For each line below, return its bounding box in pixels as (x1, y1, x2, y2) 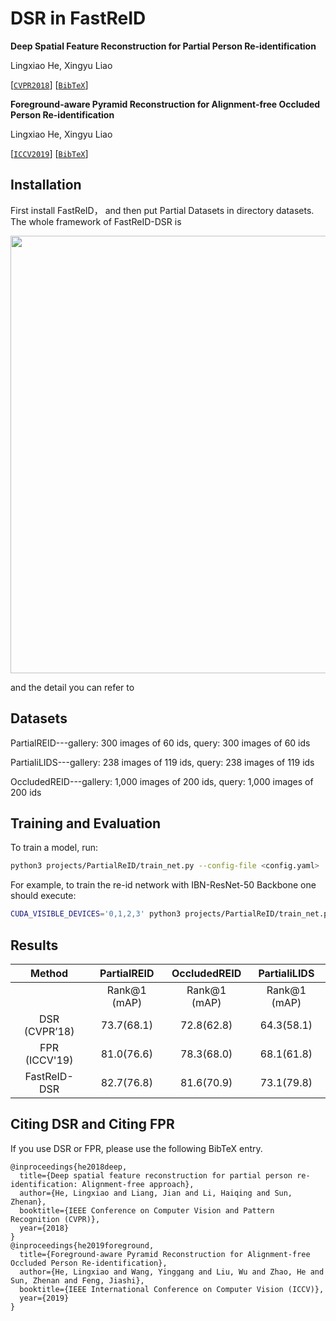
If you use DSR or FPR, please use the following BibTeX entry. (10, 1142, 263, 1154)
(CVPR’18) (23, 1024, 75, 1038)
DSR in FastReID (10, 7, 147, 30)
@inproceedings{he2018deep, (10, 1162, 128, 1172)
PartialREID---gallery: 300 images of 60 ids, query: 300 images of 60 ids (10, 737, 311, 749)
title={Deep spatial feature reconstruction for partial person (19, 1170, 293, 1181)
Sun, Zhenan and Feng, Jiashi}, (10, 1275, 145, 1286)
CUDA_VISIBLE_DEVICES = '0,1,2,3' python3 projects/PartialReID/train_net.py (10, 909, 333, 919)
